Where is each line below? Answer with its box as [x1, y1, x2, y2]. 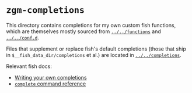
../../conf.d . [6, 34, 39, 41]
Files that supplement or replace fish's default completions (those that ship [6, 45, 187, 52]
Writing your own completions [14, 74, 87, 81]
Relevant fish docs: [6, 63, 53, 70]
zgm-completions [6, 5, 85, 16]
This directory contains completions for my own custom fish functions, [6, 22, 176, 28]
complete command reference [14, 80, 86, 87]
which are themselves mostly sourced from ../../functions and [6, 28, 162, 35]
